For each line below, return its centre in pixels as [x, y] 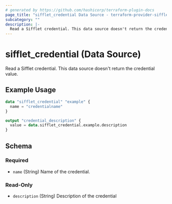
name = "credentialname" [36, 106]
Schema [19, 146]
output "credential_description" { [43, 121]
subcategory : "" [23, 19]
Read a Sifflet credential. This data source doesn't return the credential [80, 69]
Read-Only [19, 185]
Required [17, 161]
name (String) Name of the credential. [51, 171]
